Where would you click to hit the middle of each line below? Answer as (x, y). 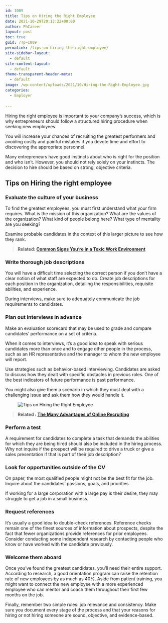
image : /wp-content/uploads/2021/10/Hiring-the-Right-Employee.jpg (77, 85)
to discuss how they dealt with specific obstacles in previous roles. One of (82, 374)
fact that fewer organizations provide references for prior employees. (76, 533)
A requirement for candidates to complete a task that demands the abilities (82, 438)
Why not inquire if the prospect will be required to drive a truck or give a (79, 449)
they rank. (16, 239)
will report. (16, 359)
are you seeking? (23, 224)
